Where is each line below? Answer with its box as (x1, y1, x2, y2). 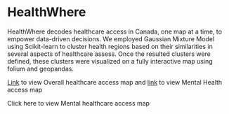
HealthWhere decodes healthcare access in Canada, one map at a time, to (7, 27, 223, 36)
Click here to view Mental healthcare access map (7, 99, 150, 107)
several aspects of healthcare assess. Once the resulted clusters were (7, 50, 211, 58)
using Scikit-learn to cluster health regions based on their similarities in (7, 42, 213, 50)
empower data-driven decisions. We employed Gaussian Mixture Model (7, 34, 215, 43)
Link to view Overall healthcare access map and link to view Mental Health (7, 78, 223, 86)
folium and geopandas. (7, 64, 74, 73)
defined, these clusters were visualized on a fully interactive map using (7, 57, 213, 65)
